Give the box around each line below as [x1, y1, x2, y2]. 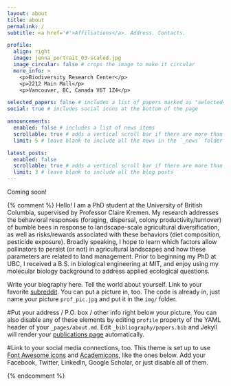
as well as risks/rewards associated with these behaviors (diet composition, [7, 230, 221, 238]
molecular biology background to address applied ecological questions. [7, 267, 210, 275]
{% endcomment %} [7, 372, 65, 380]
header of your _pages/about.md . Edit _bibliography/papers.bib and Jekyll [7, 323, 218, 331]
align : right [13, 48, 51, 55]
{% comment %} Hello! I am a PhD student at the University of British [7, 201, 203, 209]
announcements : [7, 118, 51, 125]
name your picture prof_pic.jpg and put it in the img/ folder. [7, 295, 177, 303]
